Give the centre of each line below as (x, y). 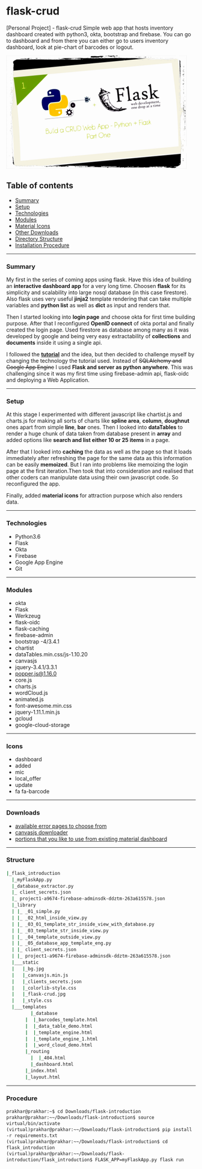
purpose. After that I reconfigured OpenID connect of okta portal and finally (100, 324)
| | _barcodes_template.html (61, 1020)
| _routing (37, 1052)
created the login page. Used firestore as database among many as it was (98, 330)
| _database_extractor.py (43, 886)
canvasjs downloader (41, 832)
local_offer (28, 779)
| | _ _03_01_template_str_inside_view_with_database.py (83, 924)
